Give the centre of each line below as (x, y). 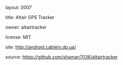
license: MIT (18, 37)
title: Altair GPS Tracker (30, 17)
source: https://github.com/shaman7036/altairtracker (61, 57)
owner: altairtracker (26, 27)
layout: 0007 (19, 7)
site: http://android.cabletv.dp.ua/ (41, 47)
